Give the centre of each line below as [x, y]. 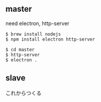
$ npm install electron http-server [50, 39]
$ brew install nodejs [33, 34]
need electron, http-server [38, 23]
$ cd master [20, 50]
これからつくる [23, 93]
